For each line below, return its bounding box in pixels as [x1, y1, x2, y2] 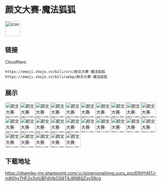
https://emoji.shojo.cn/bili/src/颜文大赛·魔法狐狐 [5, 69, 105, 74]
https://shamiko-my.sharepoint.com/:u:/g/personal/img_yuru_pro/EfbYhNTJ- [5, 170, 157, 176]
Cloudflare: [5, 59, 28, 65]
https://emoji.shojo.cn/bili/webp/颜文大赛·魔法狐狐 [5, 74, 108, 79]
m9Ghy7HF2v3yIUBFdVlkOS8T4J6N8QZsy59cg [5, 175, 101, 181]
